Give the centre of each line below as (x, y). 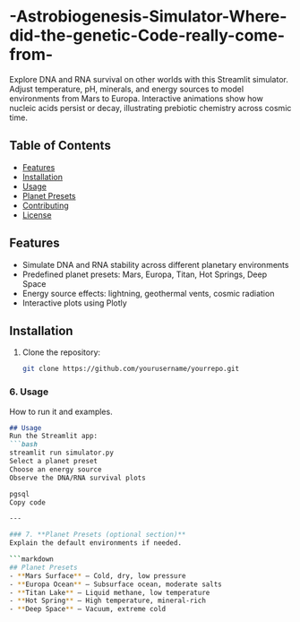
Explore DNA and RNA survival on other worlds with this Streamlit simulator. (149, 79)
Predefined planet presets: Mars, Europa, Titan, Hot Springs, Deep (144, 274)
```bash (24, 445)
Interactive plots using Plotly (74, 303)
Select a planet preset (54, 462)
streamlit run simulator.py (62, 453)
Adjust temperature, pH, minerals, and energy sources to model (127, 89)
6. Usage (29, 392)
